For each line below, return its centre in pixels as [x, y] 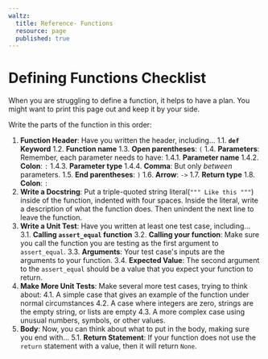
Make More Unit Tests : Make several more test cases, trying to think [134, 286]
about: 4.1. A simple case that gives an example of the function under [134, 294]
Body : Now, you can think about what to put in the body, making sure [134, 329]
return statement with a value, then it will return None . [108, 346]
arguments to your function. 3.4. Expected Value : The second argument [140, 261]
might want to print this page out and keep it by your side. [104, 109]
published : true [43, 38]
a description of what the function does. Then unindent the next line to [137, 209]
